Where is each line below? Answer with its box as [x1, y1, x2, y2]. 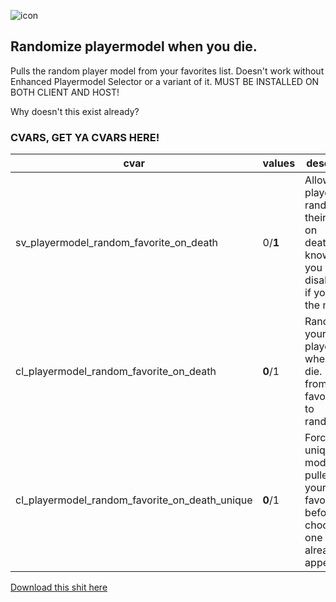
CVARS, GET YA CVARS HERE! [10, 130, 160, 144]
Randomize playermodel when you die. [10, 38, 258, 55]
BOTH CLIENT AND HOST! [10, 86, 120, 98]
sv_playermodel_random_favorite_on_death [15, 236, 219, 250]
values [262, 156, 296, 170]
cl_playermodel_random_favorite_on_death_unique [15, 493, 253, 507]
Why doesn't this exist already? [10, 105, 140, 117]
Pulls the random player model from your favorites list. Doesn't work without [10, 65, 325, 77]
